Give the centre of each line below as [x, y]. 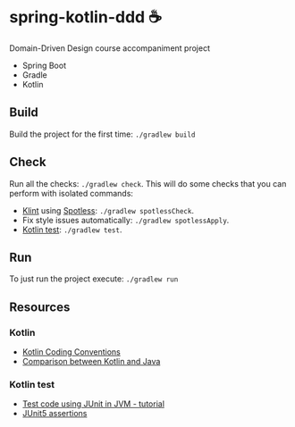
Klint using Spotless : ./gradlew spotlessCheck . [108, 210]
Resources [40, 307]
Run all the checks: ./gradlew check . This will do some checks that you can [148, 183]
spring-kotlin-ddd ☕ [86, 17]
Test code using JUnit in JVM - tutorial [93, 404]
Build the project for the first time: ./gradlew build [102, 134]
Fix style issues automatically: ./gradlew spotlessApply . [126, 220]
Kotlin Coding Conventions [71, 352]
